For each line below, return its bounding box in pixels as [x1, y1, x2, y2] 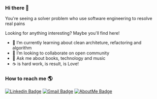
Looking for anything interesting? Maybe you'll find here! [5, 30, 120, 36]
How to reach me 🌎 [5, 75, 53, 82]
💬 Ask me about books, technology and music [12, 55, 106, 61]
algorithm [12, 45, 32, 51]
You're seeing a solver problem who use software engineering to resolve [5, 16, 153, 22]
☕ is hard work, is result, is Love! [12, 61, 79, 67]
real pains [5, 21, 26, 26]
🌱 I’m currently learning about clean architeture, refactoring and [12, 40, 142, 46]
